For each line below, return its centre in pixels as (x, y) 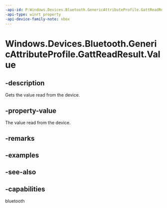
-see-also (21, 172)
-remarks (20, 138)
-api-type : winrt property (33, 14)
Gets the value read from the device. (43, 95)
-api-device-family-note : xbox (38, 19)
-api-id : (14, 10)
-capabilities (25, 189)
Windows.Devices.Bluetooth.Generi (81, 44)
